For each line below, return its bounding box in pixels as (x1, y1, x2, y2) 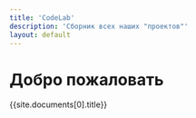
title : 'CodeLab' (9, 13, 75, 23)
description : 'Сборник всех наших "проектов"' (9, 22, 189, 31)
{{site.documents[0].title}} (9, 99, 108, 110)
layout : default (9, 30, 71, 39)
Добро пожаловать (9, 69, 164, 90)
